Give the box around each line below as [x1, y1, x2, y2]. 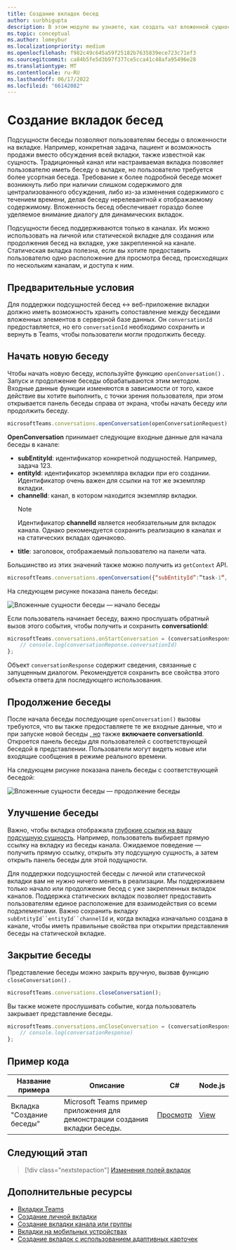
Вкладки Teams [17, 1204, 65, 1213]
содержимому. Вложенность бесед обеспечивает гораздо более [7, 203, 204, 211]
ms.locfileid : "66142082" [7, 82, 83, 89]
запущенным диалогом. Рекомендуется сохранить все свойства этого [7, 668, 220, 677]
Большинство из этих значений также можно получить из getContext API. [7, 560, 228, 569]
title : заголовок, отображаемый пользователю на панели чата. [17, 547, 206, 555]
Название [16, 1076, 51, 1086]
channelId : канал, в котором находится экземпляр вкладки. [17, 491, 198, 500]
